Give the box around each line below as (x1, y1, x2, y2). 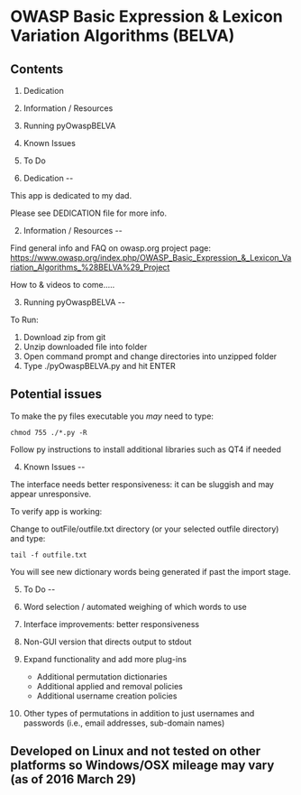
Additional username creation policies (36, 690, 178, 701)
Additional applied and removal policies (36, 680, 183, 691)
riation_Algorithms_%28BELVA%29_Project (10, 262, 170, 273)
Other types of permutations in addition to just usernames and (23, 707, 255, 718)
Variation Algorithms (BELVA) (10, 25, 235, 46)
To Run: (10, 314, 39, 325)
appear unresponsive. (10, 488, 92, 499)
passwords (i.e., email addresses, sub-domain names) (23, 717, 225, 728)
